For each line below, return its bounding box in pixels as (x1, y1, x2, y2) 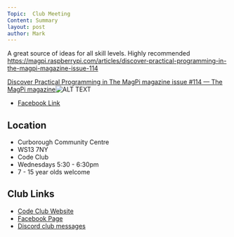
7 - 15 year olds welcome (17, 168, 91, 177)
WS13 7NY (17, 146, 48, 154)
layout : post (7, 23, 46, 30)
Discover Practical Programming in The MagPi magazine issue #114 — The (7, 78, 223, 87)
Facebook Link (17, 99, 60, 108)
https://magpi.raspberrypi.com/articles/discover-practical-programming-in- (7, 57, 227, 65)
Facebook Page (17, 214, 63, 222)
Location (7, 119, 47, 131)
